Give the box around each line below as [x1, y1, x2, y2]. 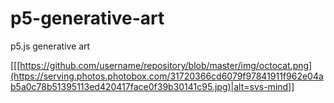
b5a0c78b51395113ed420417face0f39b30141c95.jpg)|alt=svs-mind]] [10, 80, 295, 92]
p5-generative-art [10, 7, 165, 30]
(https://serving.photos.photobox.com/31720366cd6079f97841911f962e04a [10, 70, 324, 82]
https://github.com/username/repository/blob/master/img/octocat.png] [19, 59, 313, 71]
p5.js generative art [10, 40, 91, 52]
